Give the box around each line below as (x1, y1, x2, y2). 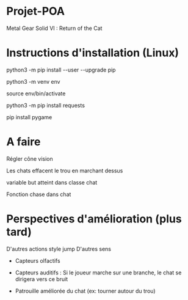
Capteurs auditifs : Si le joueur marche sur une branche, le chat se (15, 269, 182, 276)
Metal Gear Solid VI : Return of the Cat (6, 24, 103, 32)
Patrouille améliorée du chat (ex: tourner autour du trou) (15, 287, 156, 295)
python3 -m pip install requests (6, 101, 85, 109)
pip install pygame (6, 113, 52, 120)
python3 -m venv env (6, 78, 60, 85)
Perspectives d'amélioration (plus (6, 212, 182, 225)
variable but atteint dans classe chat (6, 178, 98, 186)
